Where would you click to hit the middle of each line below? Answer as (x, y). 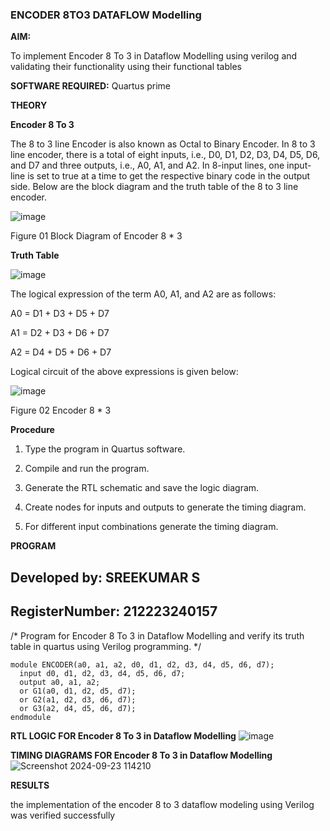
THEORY (29, 105)
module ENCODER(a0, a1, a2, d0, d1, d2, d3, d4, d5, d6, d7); (142, 664)
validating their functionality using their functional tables (126, 67)
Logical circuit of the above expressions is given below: (124, 372)
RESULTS (30, 785)
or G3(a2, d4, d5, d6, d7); (78, 708)
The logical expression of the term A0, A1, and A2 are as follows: (143, 294)
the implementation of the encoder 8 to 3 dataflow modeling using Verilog (162, 804)
